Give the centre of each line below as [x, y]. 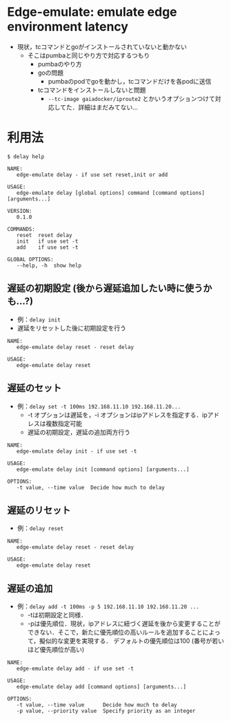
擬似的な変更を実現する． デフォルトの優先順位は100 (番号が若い [131, 641]
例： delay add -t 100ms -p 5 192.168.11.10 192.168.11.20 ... [108, 606]
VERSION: [20, 211]
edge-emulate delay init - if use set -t [77, 451]
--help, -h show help [49, 265]
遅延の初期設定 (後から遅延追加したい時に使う [105, 289]
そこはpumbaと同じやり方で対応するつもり [89, 55]
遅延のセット [34, 388]
